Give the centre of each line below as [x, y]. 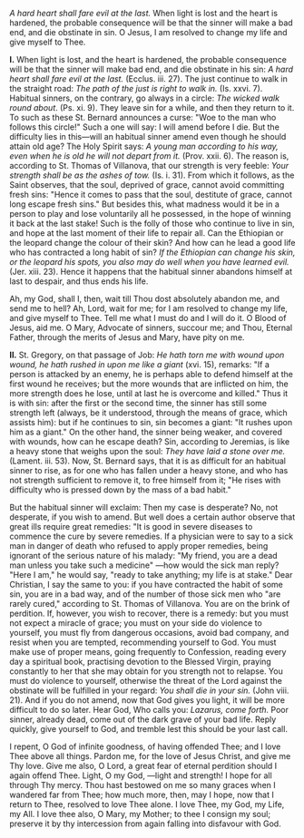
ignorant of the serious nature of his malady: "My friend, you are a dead [144, 555]
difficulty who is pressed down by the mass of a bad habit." [120, 490]
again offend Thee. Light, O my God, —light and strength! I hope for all [141, 775]
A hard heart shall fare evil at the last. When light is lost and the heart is [144, 13]
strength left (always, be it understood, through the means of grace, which [148, 413]
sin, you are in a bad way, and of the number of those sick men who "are [145, 594]
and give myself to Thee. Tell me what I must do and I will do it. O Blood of [148, 318]
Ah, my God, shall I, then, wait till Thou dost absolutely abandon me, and [144, 299]
